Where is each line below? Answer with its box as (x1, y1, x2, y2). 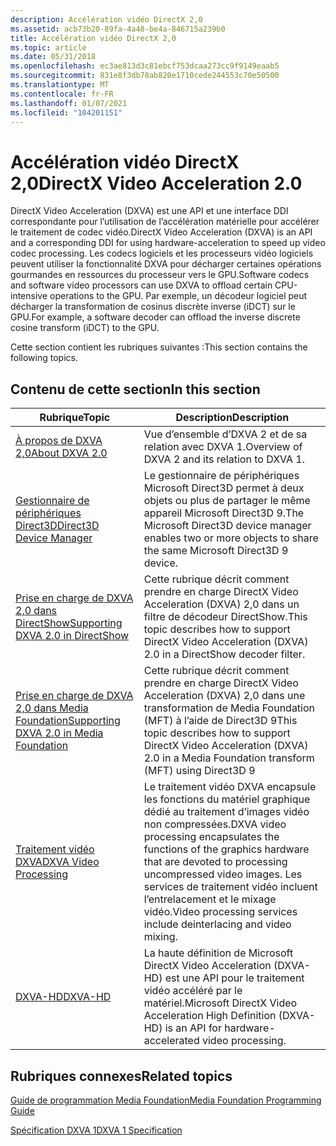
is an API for (164, 1021, 222, 1035)
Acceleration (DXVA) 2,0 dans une (143, 689, 306, 703)
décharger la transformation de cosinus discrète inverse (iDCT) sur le (10, 301, 296, 313)
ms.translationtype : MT (10, 80, 110, 90)
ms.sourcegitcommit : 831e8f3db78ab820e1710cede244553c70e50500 (10, 71, 280, 81)
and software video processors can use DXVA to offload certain (10, 279, 273, 291)
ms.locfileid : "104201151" (10, 107, 123, 118)
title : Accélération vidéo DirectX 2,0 (10, 33, 177, 43)
